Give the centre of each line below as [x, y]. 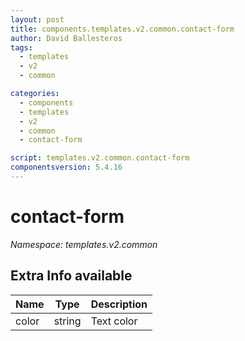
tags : [21, 47]
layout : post [37, 19]
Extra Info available [71, 276]
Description [119, 304]
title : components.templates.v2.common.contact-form [122, 29]
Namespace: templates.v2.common [84, 244]
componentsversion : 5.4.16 [66, 167]
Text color [114, 321]
